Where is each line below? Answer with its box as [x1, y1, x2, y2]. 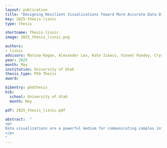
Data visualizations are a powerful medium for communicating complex [5, 126, 155, 131]
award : [5, 76, 19, 81]
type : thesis [5, 21, 32, 26]
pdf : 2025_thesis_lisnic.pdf [5, 108, 66, 113]
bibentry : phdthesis [5, 85, 48, 90]
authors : [5, 44, 23, 49]
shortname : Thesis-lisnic [5, 30, 59, 35]
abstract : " [5, 117, 32, 122]
